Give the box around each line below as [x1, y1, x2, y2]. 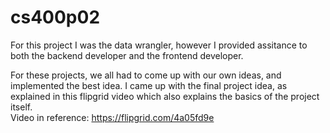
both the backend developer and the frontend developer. [10, 49, 244, 61]
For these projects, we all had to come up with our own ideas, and [10, 69, 282, 81]
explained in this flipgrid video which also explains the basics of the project [10, 90, 320, 102]
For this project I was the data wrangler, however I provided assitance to [10, 39, 308, 51]
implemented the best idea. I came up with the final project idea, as [10, 79, 288, 91]
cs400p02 [10, 6, 101, 29]
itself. [10, 101, 33, 113]
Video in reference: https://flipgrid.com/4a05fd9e [10, 111, 215, 123]
